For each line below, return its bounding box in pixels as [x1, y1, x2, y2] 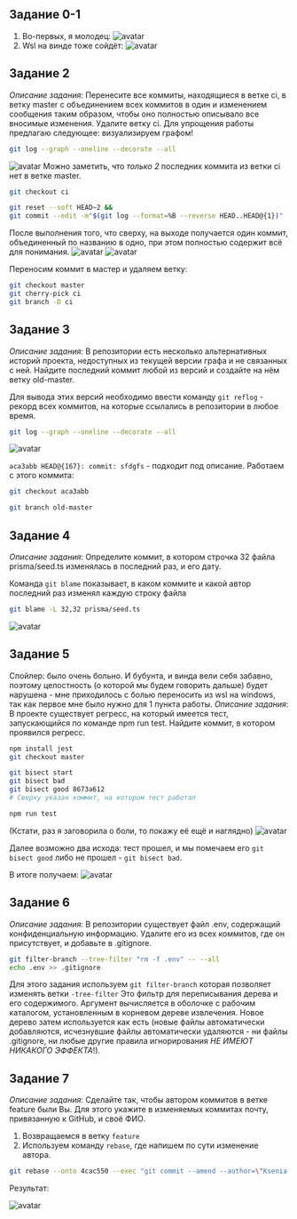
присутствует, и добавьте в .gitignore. [9, 937, 152, 948]
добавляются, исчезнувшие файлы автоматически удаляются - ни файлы [9, 1026, 288, 1037]
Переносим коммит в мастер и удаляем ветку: [9, 264, 188, 275]
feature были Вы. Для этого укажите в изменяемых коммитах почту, [9, 1104, 269, 1115]
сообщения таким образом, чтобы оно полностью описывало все [9, 108, 260, 119]
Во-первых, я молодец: [21, 30, 111, 41]
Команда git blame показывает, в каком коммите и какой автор [9, 578, 251, 589]
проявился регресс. [9, 726, 86, 737]
